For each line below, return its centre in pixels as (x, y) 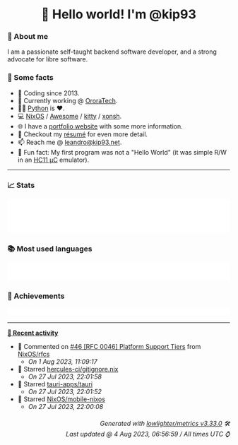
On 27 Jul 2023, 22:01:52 (65, 392)
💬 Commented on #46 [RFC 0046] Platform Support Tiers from (109, 347)
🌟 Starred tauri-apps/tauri (55, 384)
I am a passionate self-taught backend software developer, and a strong (112, 52)
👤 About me (28, 37)
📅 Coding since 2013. (48, 93)
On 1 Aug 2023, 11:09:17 (63, 362)
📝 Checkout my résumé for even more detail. (83, 134)
